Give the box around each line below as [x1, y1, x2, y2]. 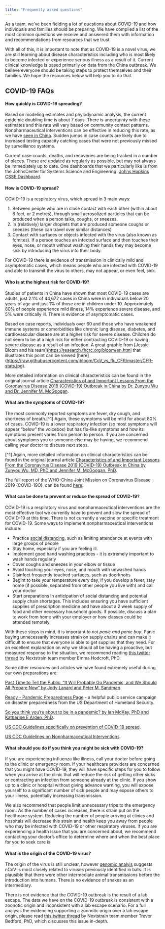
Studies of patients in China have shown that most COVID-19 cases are [5, 290, 149, 296]
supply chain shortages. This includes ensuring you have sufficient [12, 598, 149, 604]
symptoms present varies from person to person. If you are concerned [5, 431, 148, 437]
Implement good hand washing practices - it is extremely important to [12, 551, 154, 557]
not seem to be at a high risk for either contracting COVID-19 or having [5, 336, 149, 342]
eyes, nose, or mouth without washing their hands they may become [12, 242, 152, 248]
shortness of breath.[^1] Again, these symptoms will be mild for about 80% [5, 416, 157, 421]
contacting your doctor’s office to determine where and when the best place [5, 834, 160, 840]
